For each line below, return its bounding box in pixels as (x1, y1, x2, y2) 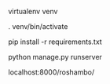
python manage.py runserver (8, 53, 102, 61)
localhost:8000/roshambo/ (8, 68, 95, 77)
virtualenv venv (8, 7, 58, 16)
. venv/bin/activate (8, 22, 68, 31)
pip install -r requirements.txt (8, 37, 102, 46)
